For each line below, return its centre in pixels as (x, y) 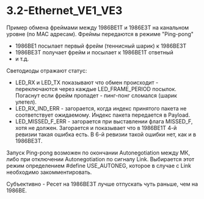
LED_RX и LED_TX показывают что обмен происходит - (87, 82)
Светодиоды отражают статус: (47, 70)
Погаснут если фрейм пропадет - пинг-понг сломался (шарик (96, 95)
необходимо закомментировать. (49, 172)
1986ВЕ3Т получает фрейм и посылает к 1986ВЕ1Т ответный (94, 52)
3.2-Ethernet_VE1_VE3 (64, 11)
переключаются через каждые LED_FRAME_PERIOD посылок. (96, 89)
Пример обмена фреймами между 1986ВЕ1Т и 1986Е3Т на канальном (98, 27)
